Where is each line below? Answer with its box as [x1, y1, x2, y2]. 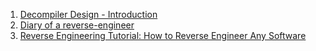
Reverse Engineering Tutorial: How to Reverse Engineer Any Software [19, 30, 307, 41]
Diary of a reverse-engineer [19, 19, 135, 31]
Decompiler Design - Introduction [19, 9, 158, 20]
